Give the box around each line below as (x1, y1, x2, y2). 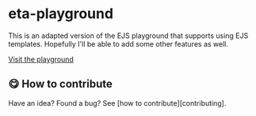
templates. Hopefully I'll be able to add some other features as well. (8, 39, 228, 48)
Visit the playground (8, 54, 74, 64)
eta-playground (8, 5, 113, 23)
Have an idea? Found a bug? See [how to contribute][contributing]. (8, 98, 227, 107)
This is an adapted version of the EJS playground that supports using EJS (8, 31, 249, 40)
